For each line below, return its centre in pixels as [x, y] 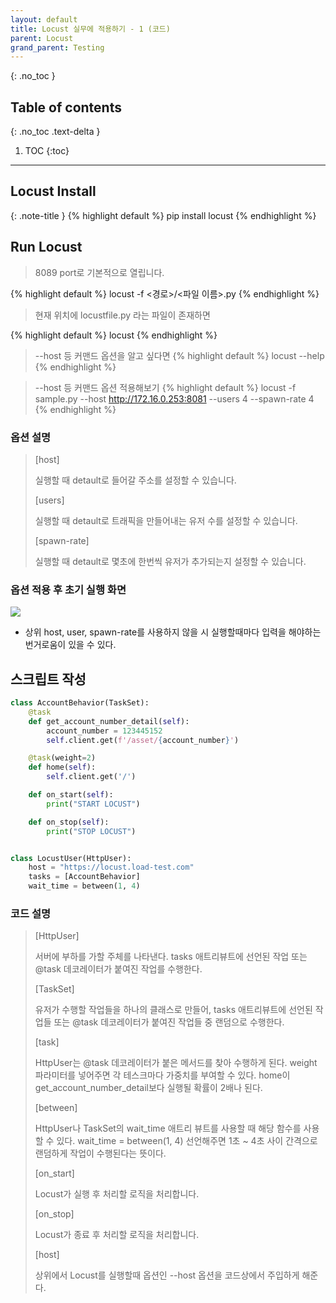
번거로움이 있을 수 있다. [70, 645]
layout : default [44, 19]
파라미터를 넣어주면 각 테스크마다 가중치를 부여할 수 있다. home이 [162, 1075]
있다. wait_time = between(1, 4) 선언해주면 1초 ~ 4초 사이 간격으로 [187, 1141]
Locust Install [53, 191]
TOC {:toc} [47, 151]
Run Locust [46, 247]
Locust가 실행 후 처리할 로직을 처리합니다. [117, 1194]
